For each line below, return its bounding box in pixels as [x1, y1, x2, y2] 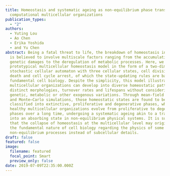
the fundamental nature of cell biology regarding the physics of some [10, 125, 164, 130]
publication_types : [5, 17, 47, 22]
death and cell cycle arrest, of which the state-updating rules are [10, 74, 159, 79]
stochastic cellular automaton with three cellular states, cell [10, 69, 151, 74]
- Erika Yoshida [10, 41, 44, 46]
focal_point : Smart [10, 154, 51, 159]
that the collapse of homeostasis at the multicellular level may [10, 120, 153, 126]
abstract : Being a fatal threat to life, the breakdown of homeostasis [5, 50, 159, 55]
